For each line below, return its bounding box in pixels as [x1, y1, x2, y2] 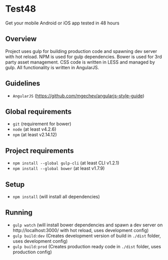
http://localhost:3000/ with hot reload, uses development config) [12, 227, 149, 233]
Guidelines [5, 79, 40, 88]
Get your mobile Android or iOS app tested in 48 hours [5, 20, 120, 26]
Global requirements [5, 107, 72, 116]
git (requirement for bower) [12, 121, 72, 127]
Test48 [5, 3, 37, 15]
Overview [5, 35, 37, 43]
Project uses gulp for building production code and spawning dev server [5, 48, 157, 54]
